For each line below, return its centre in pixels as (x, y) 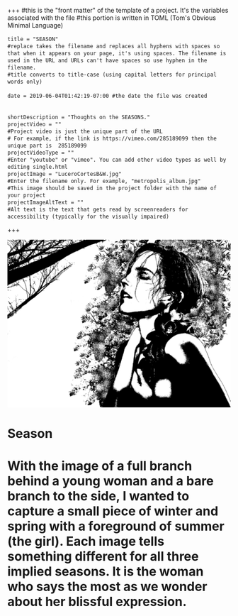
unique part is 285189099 (47, 145)
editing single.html (38, 167)
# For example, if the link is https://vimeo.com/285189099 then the (112, 138)
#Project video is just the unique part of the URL (85, 131)
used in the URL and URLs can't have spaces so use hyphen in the (107, 60)
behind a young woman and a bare (110, 481)
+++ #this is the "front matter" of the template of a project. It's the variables (118, 10)
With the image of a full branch (100, 466)
